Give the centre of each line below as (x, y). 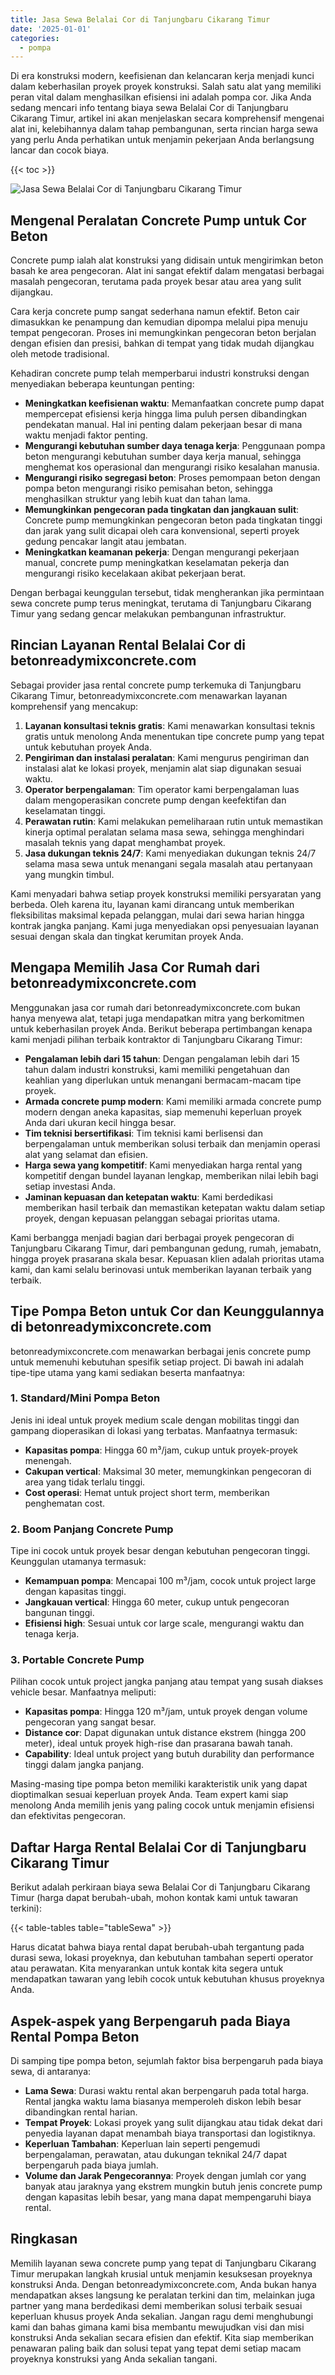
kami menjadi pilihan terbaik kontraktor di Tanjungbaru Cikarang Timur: (156, 1039)
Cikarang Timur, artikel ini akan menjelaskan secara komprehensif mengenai (167, 118)
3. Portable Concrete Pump (77, 1660)
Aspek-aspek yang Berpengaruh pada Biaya (150, 2021)
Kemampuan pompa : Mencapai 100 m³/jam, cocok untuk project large (170, 1581)
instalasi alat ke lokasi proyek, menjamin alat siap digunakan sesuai (163, 768)
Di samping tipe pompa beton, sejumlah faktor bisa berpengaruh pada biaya (167, 2061)
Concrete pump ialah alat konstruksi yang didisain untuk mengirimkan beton (167, 260)
